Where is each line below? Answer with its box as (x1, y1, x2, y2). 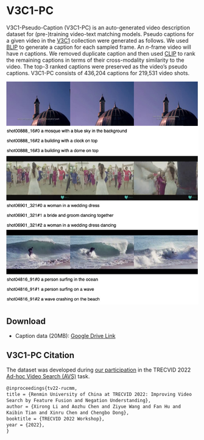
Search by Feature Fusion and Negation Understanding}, (6, 398, 151, 404)
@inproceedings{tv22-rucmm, (6, 386, 78, 392)
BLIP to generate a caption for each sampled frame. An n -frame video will (6, 43, 192, 51)
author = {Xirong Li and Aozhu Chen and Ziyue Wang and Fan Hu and (6, 404, 181, 410)
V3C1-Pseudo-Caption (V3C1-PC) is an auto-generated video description (6, 24, 191, 31)
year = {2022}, (6, 422, 45, 428)
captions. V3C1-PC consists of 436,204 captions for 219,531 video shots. (6, 69, 190, 76)
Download (6, 316, 46, 326)
